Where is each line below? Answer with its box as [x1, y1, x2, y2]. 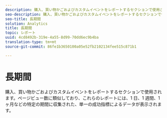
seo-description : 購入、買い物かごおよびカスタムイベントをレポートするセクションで [5, 12, 162, 17]
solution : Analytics [5, 21, 48, 26]
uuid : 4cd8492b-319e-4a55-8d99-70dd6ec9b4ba [5, 35, 99, 40]
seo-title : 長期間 [5, 16, 41, 21]
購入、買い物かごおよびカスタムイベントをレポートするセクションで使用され [5, 89, 162, 95]
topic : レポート [5, 30, 36, 35]
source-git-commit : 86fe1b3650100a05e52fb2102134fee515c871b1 [5, 44, 137, 49]
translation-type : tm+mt [5, 40, 57, 45]
